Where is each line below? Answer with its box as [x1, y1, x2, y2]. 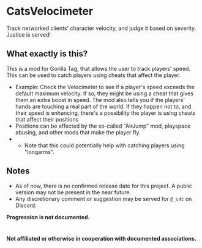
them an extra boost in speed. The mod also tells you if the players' [15, 96, 185, 103]
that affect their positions [15, 115, 79, 123]
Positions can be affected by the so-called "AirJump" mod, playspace [15, 122, 191, 129]
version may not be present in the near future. [15, 188, 132, 196]
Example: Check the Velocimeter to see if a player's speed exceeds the [15, 83, 195, 90]
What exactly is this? [6, 49, 88, 59]
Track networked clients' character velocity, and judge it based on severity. [6, 24, 196, 32]
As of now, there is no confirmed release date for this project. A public [15, 182, 193, 189]
